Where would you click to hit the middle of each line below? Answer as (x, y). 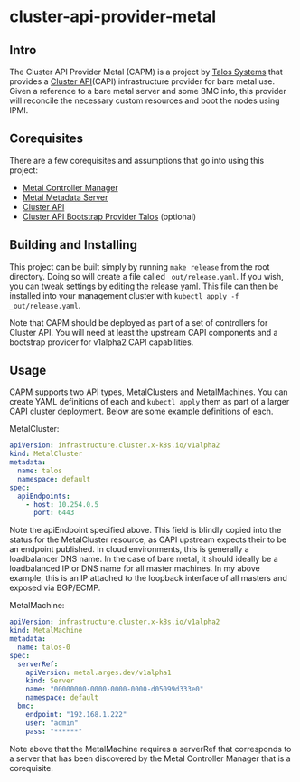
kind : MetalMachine (46, 631)
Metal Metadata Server (65, 197)
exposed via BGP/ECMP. (55, 588)
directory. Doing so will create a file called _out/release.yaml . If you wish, (147, 276)
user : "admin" (52, 723)
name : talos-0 (44, 647)
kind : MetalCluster (46, 454)
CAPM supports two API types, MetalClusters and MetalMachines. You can (149, 392)
